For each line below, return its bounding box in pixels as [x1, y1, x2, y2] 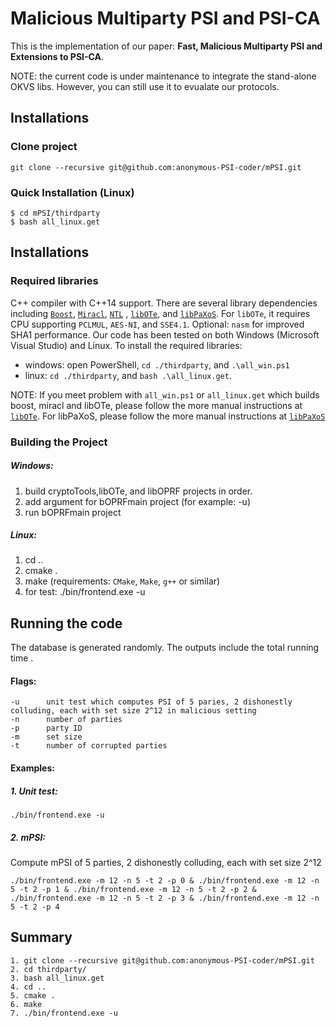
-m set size [10, 732, 83, 742]
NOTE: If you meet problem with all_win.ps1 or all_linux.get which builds [10, 388, 320, 401]
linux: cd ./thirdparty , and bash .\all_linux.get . [24, 369, 232, 381]
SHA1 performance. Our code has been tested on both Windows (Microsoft [10, 328, 320, 341]
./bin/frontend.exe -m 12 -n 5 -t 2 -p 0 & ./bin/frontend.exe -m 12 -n [10, 876, 320, 886]
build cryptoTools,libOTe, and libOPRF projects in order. [24, 485, 253, 497]
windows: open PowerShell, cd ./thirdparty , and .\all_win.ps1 [24, 358, 290, 371]
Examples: [10, 762, 55, 774]
